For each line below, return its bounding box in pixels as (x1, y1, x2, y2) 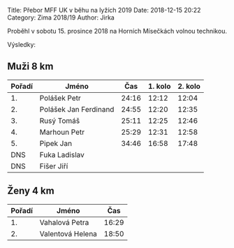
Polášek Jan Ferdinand (39, 104, 115, 114)
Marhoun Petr (39, 127, 85, 137)
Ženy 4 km (7, 185, 54, 197)
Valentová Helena (39, 228, 98, 238)
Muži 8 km (7, 61, 54, 73)
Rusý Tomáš (39, 115, 80, 125)
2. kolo (177, 81, 201, 91)
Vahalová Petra (39, 217, 89, 227)
